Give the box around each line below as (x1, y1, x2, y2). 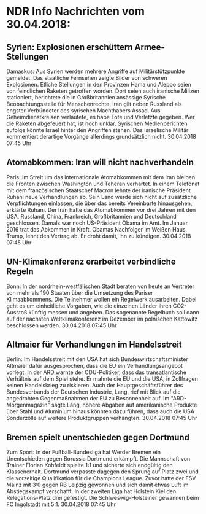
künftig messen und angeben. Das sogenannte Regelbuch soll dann (28, 308, 199, 316)
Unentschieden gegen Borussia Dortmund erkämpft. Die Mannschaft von (6, 455, 191, 462)
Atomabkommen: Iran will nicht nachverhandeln (6, 157, 194, 168)
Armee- (134, 42, 165, 52)
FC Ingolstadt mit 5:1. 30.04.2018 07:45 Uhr (6, 500, 116, 508)
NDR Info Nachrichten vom (6, 4, 145, 18)
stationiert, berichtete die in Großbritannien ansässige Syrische (6, 94, 166, 101)
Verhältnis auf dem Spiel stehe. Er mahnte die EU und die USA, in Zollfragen (6, 375, 198, 383)
